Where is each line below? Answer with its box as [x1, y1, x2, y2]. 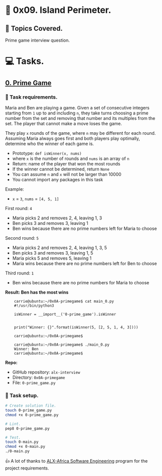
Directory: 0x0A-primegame [12, 374, 65, 380]
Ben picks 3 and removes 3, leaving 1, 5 [12, 250, 93, 256]
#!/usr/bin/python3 [14, 303, 54, 308]
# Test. [5, 435, 21, 440]
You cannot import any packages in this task [12, 176, 103, 182]
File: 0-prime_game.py [12, 379, 56, 385]
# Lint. [5, 421, 21, 426]
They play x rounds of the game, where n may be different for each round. [5, 130, 156, 136]
